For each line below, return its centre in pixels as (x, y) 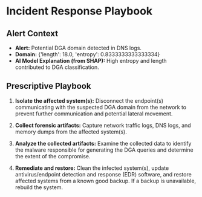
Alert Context (32, 34)
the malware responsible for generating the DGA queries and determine (104, 150)
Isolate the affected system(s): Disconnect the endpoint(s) (89, 100)
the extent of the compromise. (53, 156)
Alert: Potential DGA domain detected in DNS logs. (78, 48)
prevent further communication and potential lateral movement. (94, 114)
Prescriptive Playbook (49, 86)
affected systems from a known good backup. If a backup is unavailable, (106, 181)
